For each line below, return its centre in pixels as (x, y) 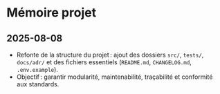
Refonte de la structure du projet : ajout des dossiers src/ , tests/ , (110, 55)
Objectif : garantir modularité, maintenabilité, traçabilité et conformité (114, 77)
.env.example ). (37, 69)
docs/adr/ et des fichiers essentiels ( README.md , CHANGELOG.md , (104, 62)
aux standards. (38, 84)
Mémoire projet (52, 13)
